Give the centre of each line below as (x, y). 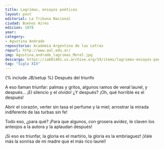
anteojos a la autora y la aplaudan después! (49, 127)
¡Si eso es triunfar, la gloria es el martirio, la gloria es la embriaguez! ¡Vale (79, 136)
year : (10, 32)
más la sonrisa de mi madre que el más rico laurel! (55, 141)
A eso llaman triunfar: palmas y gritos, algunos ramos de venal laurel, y (76, 87)
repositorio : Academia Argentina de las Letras (54, 46)
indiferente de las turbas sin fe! (36, 112)
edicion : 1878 (20, 28)
